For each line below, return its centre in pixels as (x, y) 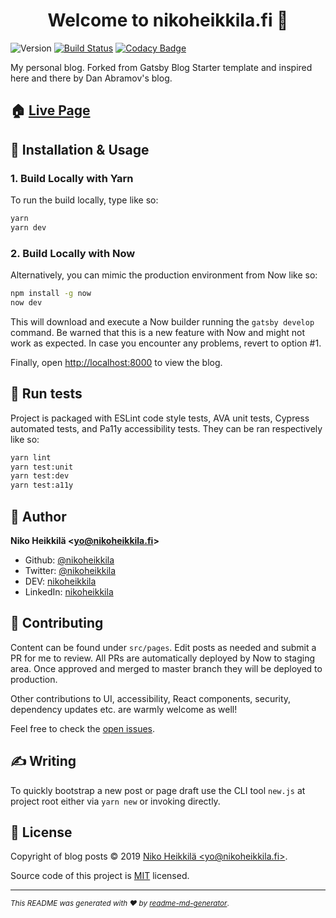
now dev (26, 302)
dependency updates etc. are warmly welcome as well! (124, 709)
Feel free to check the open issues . (83, 728)
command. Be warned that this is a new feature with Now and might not (158, 332)
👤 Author (38, 516)
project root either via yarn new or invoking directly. (115, 801)
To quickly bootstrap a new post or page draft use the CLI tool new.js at (158, 790)
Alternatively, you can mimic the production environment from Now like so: (164, 275)
